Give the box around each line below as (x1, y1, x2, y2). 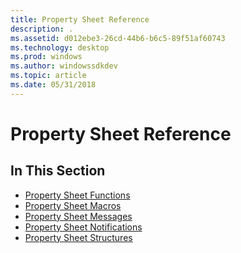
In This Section (10, 162, 106, 180)
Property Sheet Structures (24, 231, 133, 243)
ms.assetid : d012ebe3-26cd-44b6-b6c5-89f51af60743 (10, 33, 226, 43)
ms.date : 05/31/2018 (10, 80, 97, 90)
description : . (10, 24, 74, 34)
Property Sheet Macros (24, 199, 122, 211)
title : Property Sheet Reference (10, 14, 150, 25)
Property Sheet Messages (24, 210, 133, 222)
